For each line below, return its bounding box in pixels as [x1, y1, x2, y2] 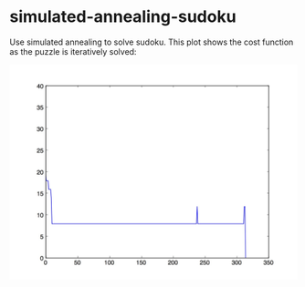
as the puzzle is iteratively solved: [9, 46, 137, 56]
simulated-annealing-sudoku [9, 6, 237, 27]
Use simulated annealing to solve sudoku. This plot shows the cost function [9, 36, 294, 47]
